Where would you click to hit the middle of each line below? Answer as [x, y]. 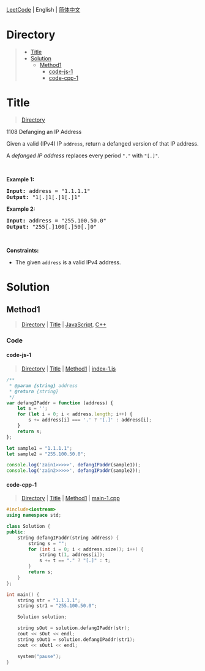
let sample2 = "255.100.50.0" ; [46, 454]
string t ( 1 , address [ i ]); [72, 555]
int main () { [23, 594]
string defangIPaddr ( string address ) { [68, 538]
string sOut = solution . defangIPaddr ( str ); [74, 628]
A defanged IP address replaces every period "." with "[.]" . [83, 155]
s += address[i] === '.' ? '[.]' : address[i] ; [90, 420]
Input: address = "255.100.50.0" [57, 220]
